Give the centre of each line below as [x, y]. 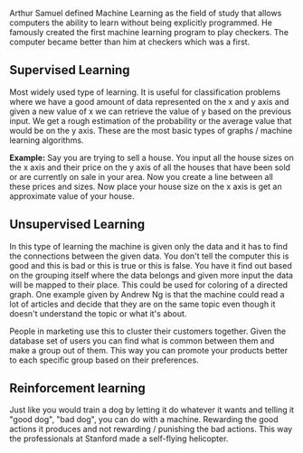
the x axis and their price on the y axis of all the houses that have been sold [150, 167]
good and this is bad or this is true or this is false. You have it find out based [151, 265]
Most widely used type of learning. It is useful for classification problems [145, 92]
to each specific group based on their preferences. [104, 360]
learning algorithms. [47, 140]
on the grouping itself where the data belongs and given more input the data [151, 275]
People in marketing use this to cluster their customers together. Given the [148, 331]
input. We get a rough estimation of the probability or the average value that [151, 120]
